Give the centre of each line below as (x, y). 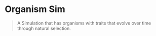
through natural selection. (44, 28)
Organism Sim (35, 9)
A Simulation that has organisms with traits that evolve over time (84, 23)
